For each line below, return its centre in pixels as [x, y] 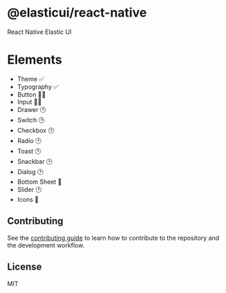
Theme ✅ [31, 79]
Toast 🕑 [29, 151]
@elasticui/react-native [77, 13]
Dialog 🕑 [30, 171]
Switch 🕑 [31, 120]
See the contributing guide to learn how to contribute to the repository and [113, 238]
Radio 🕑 [29, 140]
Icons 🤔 [28, 199]
